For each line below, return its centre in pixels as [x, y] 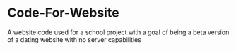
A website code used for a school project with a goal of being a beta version [118, 32]
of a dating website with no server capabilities [74, 39]
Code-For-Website [63, 13]
